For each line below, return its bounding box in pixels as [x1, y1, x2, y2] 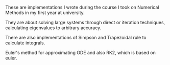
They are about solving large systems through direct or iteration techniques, [5, 20, 165, 25]
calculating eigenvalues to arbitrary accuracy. [5, 25, 102, 31]
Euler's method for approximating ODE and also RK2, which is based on [5, 50, 156, 55]
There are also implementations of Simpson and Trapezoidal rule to [5, 35, 147, 40]
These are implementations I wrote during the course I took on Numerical [5, 5, 159, 10]
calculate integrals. [5, 40, 45, 46]
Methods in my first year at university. [5, 10, 85, 16]
